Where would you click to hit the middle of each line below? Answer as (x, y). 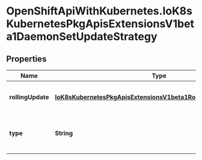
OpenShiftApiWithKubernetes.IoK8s (99, 11)
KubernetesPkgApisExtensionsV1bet (100, 24)
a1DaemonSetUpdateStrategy (82, 37)
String (64, 133)
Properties (26, 59)
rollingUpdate (29, 97)
